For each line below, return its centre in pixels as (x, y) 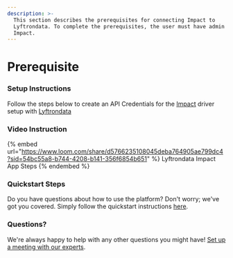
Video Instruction (37, 129)
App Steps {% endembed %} (49, 166)
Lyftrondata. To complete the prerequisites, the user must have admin (119, 26)
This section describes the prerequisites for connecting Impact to (114, 20)
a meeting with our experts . (46, 247)
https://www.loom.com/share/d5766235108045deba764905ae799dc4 (122, 151)
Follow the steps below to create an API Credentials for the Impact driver (111, 104)
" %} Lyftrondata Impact (181, 159)
